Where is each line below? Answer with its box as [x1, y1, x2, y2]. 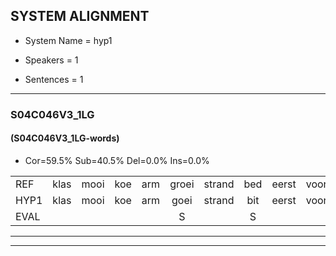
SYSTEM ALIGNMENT [10, 8, 150, 25]
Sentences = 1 [24, 73, 84, 85]
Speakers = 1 [24, 54, 79, 66]
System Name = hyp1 [24, 34, 113, 46]
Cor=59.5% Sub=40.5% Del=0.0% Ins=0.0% [24, 154, 210, 166]
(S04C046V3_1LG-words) [10, 132, 120, 144]
